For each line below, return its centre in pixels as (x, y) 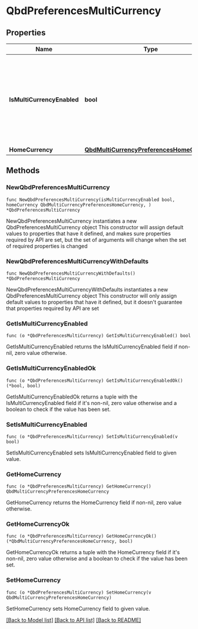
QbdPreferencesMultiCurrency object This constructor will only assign (92, 295)
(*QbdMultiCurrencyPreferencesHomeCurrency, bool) (70, 541)
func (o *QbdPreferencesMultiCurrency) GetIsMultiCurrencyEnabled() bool (99, 336)
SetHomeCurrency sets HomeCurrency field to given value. (78, 608)
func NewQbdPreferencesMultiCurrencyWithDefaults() (71, 273)
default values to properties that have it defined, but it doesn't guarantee (94, 302)
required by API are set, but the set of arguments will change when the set (96, 239)
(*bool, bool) (24, 386)
